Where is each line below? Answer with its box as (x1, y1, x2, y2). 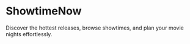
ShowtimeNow (5, 4, 82, 18)
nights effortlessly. (5, 30, 53, 37)
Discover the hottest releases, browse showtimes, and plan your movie (5, 24, 185, 31)
